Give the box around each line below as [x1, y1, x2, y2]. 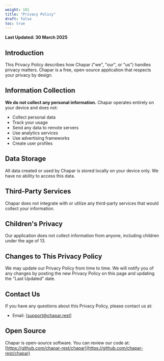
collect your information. [5, 205, 55, 211]
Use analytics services [12, 130, 58, 136]
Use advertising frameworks [12, 135, 70, 141]
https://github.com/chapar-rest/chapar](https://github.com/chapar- [6, 345, 143, 351]
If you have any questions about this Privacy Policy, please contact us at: [5, 303, 153, 309]
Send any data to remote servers [12, 124, 79, 130]
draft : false [5, 16, 32, 21]
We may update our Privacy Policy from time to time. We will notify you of [5, 265, 154, 271]
